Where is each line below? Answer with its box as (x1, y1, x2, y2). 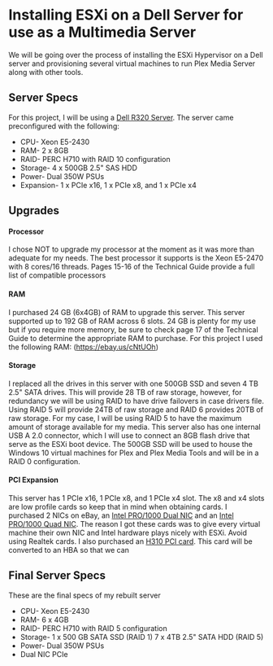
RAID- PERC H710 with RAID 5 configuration (19, 623, 168, 633)
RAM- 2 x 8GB (19, 145, 69, 156)
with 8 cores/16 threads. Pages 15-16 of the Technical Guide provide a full (8, 262, 255, 272)
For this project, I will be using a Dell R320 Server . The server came (8, 112, 234, 122)
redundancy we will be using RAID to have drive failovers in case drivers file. (8, 396, 264, 405)
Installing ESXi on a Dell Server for (8, 6, 244, 24)
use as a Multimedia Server (8, 23, 197, 42)
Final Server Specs (8, 568, 106, 583)
